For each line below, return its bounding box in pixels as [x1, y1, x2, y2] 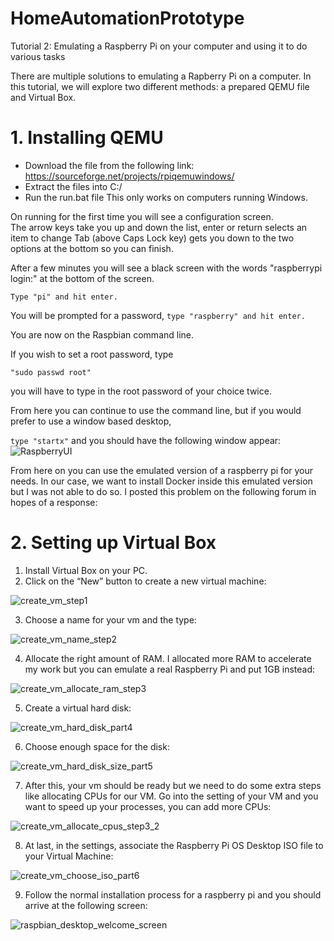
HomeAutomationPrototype [10, 7, 245, 30]
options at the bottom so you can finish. [10, 242, 174, 254]
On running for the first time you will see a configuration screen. [10, 210, 274, 222]
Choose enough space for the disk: [24, 740, 170, 752]
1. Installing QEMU [10, 127, 164, 149]
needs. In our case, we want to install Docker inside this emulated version [10, 475, 313, 487]
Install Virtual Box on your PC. [24, 564, 148, 576]
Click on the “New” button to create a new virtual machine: [24, 575, 267, 587]
